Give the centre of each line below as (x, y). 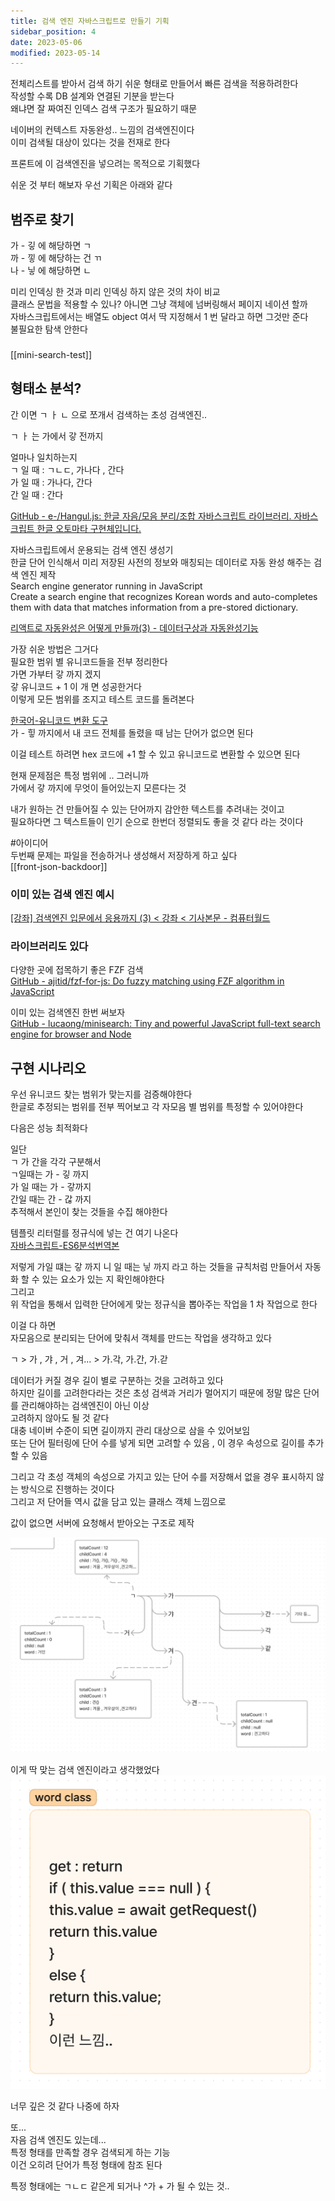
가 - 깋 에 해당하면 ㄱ (51, 246)
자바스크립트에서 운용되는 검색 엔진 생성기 (92, 549)
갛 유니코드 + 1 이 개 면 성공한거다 (76, 686)
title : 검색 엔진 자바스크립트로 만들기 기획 (90, 21)
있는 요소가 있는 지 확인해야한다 (103, 1279)
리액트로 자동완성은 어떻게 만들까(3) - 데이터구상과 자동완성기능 (134, 627)
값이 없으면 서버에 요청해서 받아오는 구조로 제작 (102, 1523)
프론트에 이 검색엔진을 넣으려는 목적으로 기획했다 (105, 164)
